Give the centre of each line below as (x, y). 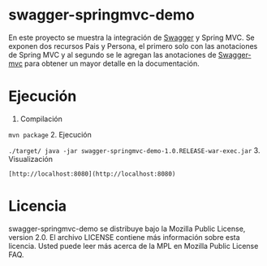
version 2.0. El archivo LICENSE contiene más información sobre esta (125, 237)
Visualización (31, 159)
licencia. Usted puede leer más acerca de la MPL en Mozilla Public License (133, 246)
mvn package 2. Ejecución (50, 134)
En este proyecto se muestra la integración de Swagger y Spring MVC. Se (132, 37)
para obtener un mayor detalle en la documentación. (112, 63)
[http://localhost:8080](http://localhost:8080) (92, 174)
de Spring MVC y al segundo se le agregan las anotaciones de (112, 55)
